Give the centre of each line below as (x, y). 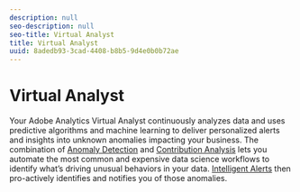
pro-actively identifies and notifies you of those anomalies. (118, 178)
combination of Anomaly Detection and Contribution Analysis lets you (138, 150)
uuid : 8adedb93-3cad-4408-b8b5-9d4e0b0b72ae (94, 51)
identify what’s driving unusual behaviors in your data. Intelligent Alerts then (150, 169)
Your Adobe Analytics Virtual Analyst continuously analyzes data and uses (147, 121)
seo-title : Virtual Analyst (62, 34)
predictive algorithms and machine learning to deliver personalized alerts (145, 131)
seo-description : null (52, 26)
